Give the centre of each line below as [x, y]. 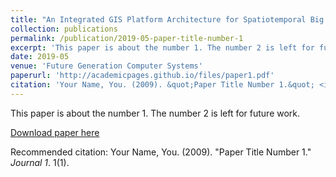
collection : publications [64, 29]
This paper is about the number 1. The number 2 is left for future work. [155, 113]
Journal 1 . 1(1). [40, 162]
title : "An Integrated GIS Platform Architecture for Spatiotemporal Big [167, 19]
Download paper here [55, 132]
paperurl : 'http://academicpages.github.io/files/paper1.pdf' [142, 76]
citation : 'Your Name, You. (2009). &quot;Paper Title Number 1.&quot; [162, 85]
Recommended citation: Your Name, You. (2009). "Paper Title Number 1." [161, 152]
